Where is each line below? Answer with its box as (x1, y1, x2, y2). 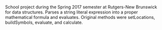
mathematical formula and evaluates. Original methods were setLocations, (5, 15, 156, 20)
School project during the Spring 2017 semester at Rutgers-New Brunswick (5, 4, 157, 10)
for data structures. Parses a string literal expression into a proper (5, 9, 138, 15)
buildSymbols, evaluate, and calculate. (5, 19, 83, 25)
